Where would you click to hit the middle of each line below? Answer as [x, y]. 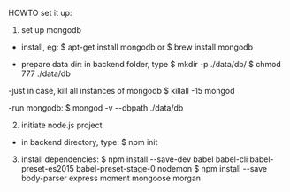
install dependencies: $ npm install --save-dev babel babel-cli [134, 159]
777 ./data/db [46, 73]
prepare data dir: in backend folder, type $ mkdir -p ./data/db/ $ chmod [151, 64]
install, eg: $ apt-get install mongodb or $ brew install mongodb [137, 47]
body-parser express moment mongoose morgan [111, 178]
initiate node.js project [61, 125]
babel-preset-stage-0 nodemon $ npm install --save [171, 169]
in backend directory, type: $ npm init [89, 142]
